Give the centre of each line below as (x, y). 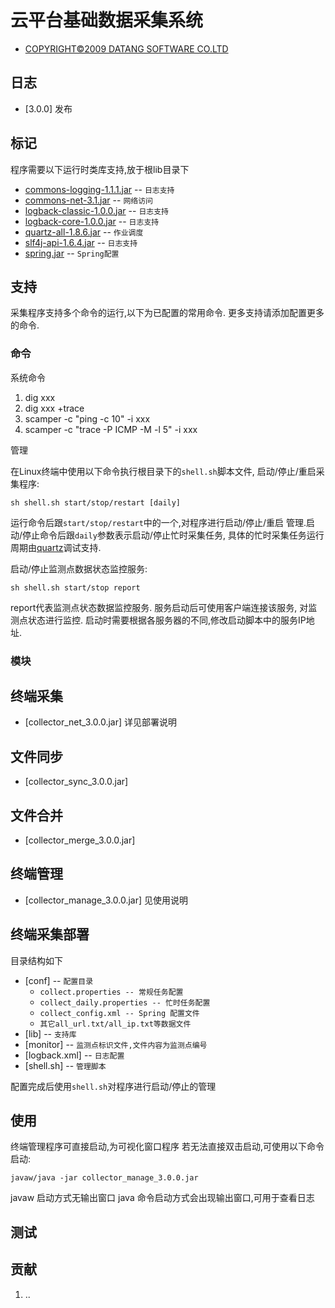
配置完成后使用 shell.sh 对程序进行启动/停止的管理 (113, 1086)
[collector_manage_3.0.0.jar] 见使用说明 (106, 900)
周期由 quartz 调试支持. (56, 547)
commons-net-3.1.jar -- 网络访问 (88, 200)
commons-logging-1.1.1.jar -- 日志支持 (99, 189)
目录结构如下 (36, 960)
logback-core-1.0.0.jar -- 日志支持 (92, 221)
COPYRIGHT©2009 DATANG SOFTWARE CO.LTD (126, 48)
